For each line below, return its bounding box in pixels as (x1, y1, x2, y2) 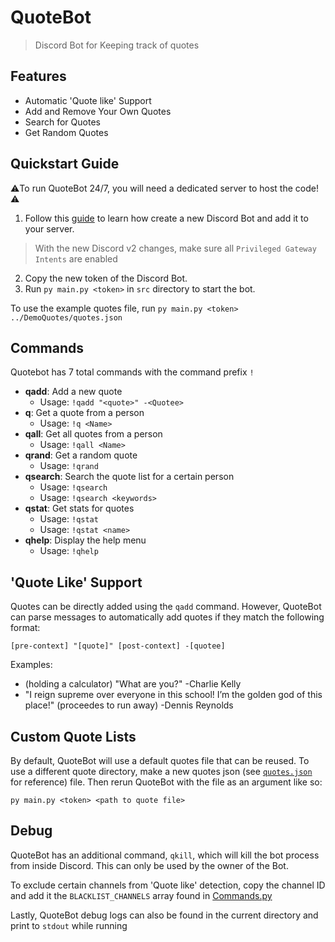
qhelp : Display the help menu (24, 534, 147, 546)
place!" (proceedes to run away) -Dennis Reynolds (24, 699, 234, 711)
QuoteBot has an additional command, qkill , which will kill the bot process (10, 849, 320, 861)
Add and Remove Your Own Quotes (24, 105, 172, 117)
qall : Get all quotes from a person (24, 428, 163, 440)
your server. (24, 222, 75, 235)
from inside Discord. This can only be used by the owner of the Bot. (10, 859, 289, 871)
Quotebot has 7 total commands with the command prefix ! (10, 366, 255, 378)
